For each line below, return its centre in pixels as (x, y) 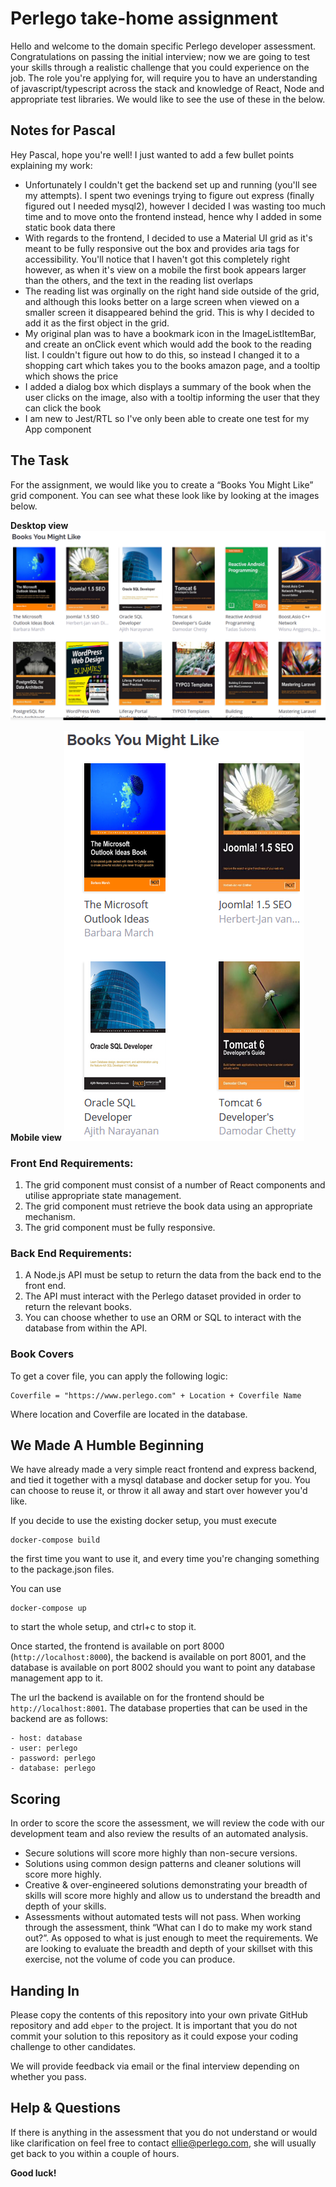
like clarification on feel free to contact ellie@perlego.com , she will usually (163, 2143)
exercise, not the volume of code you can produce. (130, 1959)
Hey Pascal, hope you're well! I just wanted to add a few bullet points (152, 154)
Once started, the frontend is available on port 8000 (117, 1646)
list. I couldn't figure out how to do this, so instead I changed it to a (162, 354)
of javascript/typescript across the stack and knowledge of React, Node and (167, 88)
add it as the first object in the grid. (97, 323)
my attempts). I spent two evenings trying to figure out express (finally (169, 195)
